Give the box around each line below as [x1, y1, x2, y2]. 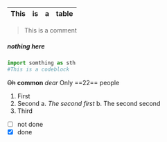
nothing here [7, 42, 45, 51]
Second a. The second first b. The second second [17, 99, 161, 107]
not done [17, 120, 44, 128]
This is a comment [24, 26, 78, 34]
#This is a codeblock [7, 66, 70, 73]
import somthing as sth [7, 59, 76, 66]
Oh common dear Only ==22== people [7, 78, 120, 87]
